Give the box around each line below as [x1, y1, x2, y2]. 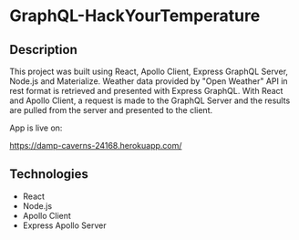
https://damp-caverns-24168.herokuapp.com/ [9, 141, 182, 151]
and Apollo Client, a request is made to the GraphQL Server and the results [9, 95, 291, 106]
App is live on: [9, 122, 63, 133]
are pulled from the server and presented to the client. [9, 105, 212, 115]
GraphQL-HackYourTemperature [9, 5, 261, 26]
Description [9, 42, 77, 57]
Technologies [9, 166, 89, 183]
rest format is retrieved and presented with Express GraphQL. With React [9, 86, 284, 96]
